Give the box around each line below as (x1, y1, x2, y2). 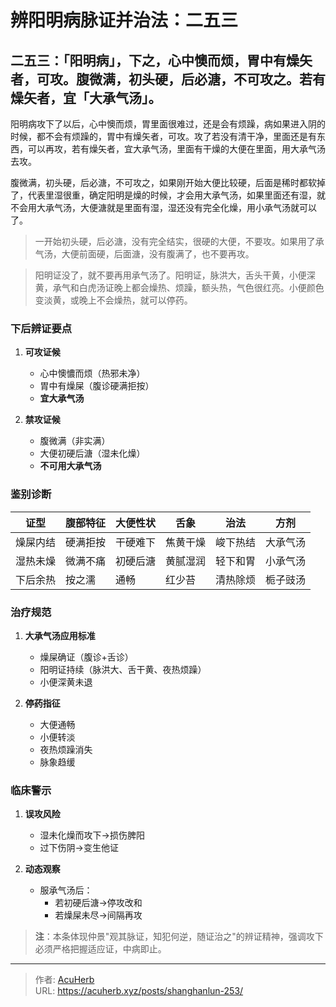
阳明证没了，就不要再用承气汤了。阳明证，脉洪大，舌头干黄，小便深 (34, 269, 316, 281)
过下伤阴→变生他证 (39, 842, 119, 854)
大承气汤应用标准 (24, 629, 96, 641)
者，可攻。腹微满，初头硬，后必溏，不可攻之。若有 (10, 71, 326, 88)
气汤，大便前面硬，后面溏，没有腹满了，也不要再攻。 (34, 248, 255, 260)
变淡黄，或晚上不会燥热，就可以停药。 (34, 294, 193, 306)
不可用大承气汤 (39, 460, 102, 472)
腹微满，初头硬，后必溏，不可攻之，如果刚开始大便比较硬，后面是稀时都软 (10, 177, 317, 188)
